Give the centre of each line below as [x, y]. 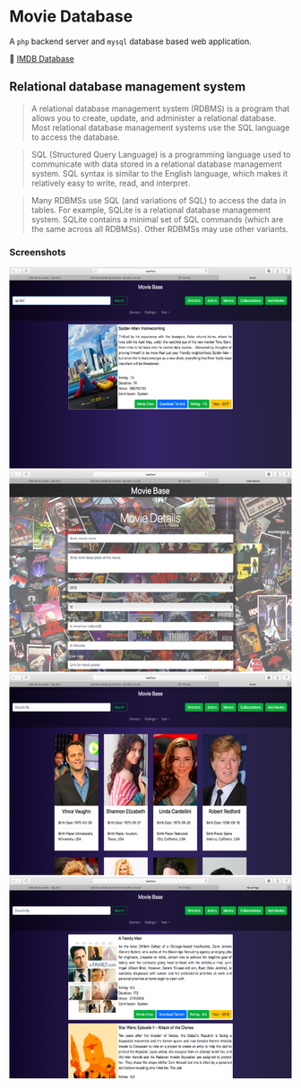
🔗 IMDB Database [42, 58]
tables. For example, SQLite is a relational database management [151, 210]
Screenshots [38, 252]
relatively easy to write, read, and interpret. [111, 183]
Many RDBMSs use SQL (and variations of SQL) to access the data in [159, 200]
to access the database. [76, 137]
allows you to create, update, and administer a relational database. [154, 117]
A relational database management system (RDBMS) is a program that [160, 108]
